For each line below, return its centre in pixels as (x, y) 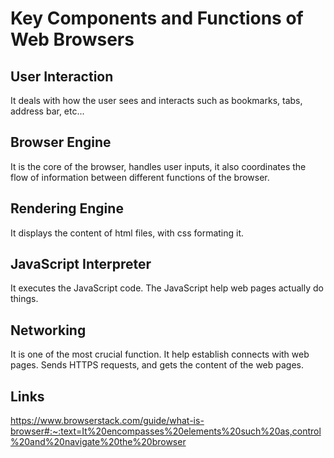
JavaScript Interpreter (81, 264)
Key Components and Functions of (157, 18)
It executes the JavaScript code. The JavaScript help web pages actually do (167, 288)
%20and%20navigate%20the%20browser (98, 442)
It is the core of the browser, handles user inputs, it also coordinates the (158, 166)
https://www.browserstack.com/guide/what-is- (107, 421)
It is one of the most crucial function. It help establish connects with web (160, 354)
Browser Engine (61, 142)
